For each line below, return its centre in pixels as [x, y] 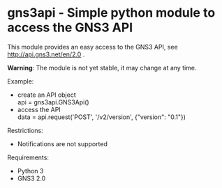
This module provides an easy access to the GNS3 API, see [92, 47]
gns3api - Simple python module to [111, 13]
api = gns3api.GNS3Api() [53, 102]
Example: [21, 81]
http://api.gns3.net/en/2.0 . [46, 54]
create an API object [47, 95]
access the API [39, 109]
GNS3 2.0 [31, 178]
